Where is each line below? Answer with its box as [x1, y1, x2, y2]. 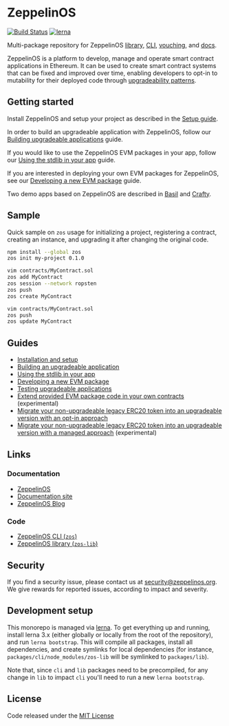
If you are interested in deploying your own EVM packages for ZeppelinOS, [7, 169, 219, 177]
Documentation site [17, 492, 73, 500]
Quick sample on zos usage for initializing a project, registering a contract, [7, 228, 217, 236]
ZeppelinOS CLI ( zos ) [17, 532, 78, 541]
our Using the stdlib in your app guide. [7, 156, 116, 164]
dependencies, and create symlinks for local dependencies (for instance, [7, 645, 215, 653]
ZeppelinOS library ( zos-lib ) [17, 540, 98, 548]
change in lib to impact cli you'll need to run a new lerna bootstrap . [7, 673, 205, 681]
